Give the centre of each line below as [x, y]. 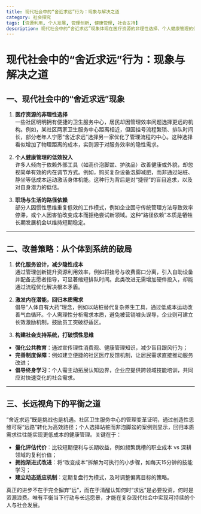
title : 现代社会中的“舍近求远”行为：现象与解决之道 [63, 12]
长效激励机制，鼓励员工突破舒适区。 [60, 322]
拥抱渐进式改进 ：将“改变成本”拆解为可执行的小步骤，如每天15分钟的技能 [104, 462]
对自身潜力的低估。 [39, 187]
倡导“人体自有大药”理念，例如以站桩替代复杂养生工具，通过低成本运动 [101, 307]
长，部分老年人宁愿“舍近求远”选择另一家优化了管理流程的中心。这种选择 [104, 137]
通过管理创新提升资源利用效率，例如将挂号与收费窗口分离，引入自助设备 [104, 272]
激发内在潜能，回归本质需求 [49, 300]
